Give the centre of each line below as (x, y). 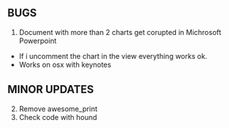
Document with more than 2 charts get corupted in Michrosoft (120, 32)
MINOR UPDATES (51, 89)
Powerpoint (38, 41)
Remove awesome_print (58, 109)
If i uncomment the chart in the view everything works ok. (113, 56)
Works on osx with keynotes (65, 64)
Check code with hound (58, 117)
